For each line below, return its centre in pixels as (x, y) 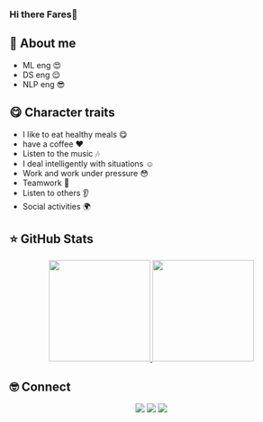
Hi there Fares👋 (44, 14)
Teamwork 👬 (46, 183)
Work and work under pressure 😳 (85, 173)
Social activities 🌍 (57, 206)
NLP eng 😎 (44, 84)
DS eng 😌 (41, 75)
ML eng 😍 (41, 65)
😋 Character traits (62, 113)
